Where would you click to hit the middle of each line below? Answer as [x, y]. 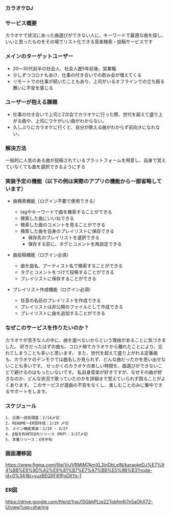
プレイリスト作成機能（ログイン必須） [53, 290]
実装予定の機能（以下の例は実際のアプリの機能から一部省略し [81, 182]
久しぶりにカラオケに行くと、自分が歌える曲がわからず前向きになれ [84, 127]
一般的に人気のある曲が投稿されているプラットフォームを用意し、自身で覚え [86, 161]
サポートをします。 [30, 391]
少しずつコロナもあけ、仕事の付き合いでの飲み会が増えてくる [77, 75]
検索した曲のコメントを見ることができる [63, 225]
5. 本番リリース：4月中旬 [29, 440]
